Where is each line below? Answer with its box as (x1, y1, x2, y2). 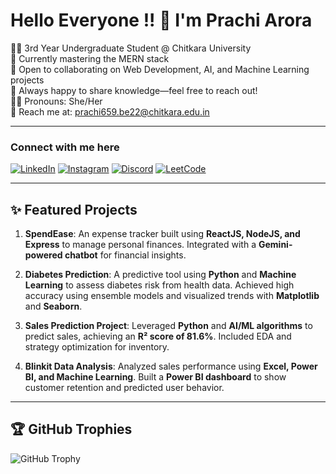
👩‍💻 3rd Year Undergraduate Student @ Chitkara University (10, 42, 252, 54)
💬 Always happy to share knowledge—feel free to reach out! (10, 84, 258, 96)
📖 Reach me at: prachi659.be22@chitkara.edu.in (10, 105, 210, 118)
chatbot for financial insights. (64, 249, 187, 261)
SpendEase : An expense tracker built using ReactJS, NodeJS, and (24, 228, 301, 240)
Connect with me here (10, 140, 120, 154)
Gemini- (258, 239, 293, 251)
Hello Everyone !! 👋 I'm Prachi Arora (10, 9, 313, 32)
